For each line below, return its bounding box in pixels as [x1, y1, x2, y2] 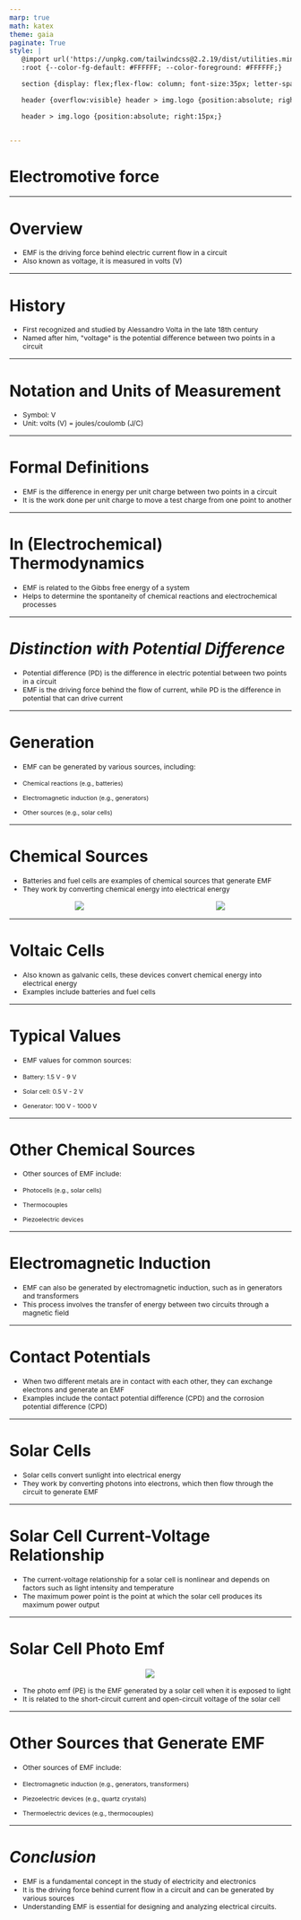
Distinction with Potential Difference [9, 639, 286, 659]
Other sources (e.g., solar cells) [21, 807, 113, 817]
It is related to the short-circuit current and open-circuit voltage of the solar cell [21, 1695, 280, 1704]
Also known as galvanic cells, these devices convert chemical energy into [21, 970, 262, 980]
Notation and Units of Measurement [9, 381, 281, 401]
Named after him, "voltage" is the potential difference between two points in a [21, 333, 276, 343]
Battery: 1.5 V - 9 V [21, 1072, 77, 1081]
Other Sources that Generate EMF [9, 1733, 265, 1754]
